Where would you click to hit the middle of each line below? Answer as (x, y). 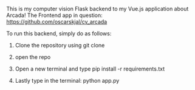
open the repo (33, 57)
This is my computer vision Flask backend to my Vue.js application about (97, 9)
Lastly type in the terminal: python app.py (67, 81)
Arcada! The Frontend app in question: (55, 15)
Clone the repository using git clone (60, 45)
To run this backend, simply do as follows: (59, 33)
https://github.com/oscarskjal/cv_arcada (57, 22)
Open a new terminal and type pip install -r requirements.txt (90, 69)
